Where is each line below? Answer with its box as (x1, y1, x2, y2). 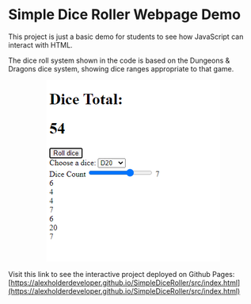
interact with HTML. (8, 40, 73, 49)
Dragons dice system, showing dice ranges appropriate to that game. (8, 63, 234, 73)
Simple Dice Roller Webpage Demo (8, 6, 241, 24)
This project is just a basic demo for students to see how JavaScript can (8, 32, 244, 41)
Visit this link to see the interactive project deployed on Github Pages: (8, 269, 235, 279)
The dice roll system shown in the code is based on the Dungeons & (8, 56, 230, 65)
